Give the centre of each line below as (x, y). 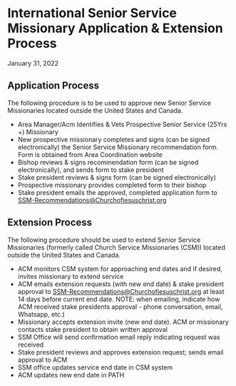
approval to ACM (42, 360)
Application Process (53, 86)
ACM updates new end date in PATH (71, 375)
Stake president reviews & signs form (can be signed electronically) (117, 177)
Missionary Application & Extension (115, 28)
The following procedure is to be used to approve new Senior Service (109, 103)
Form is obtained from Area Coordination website (90, 154)
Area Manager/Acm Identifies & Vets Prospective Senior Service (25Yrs (122, 124)
